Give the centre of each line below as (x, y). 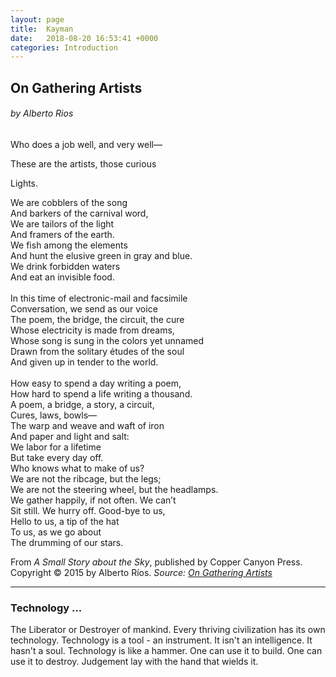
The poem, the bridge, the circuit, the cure (97, 319)
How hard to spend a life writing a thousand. (101, 393)
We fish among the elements (69, 245)
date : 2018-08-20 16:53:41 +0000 (84, 38)
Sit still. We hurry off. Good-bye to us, (88, 510)
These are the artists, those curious (83, 163)
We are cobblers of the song (69, 202)
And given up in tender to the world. (84, 362)
